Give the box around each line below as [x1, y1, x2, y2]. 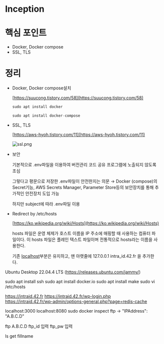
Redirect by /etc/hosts [12, 211, 57, 216]
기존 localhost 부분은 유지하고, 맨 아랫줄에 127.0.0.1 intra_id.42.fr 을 [12, 253, 142, 259]
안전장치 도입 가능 [25, 190, 60, 196]
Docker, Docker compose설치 [12, 85, 72, 91]
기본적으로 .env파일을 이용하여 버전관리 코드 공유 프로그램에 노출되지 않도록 [12, 161, 157, 167]
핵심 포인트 [5, 27, 47, 39]
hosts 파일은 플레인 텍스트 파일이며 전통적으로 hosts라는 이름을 [31, 237, 153, 242]
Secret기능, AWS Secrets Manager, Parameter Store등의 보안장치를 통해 [12, 184, 154, 190]
